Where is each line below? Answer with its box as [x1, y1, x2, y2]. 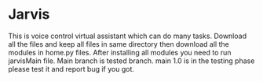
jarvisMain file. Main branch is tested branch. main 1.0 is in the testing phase [8, 56, 255, 65]
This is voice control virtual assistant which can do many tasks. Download [8, 31, 247, 40]
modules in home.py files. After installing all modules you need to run [8, 48, 232, 57]
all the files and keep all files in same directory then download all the [8, 39, 229, 48]
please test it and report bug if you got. [8, 64, 135, 73]
